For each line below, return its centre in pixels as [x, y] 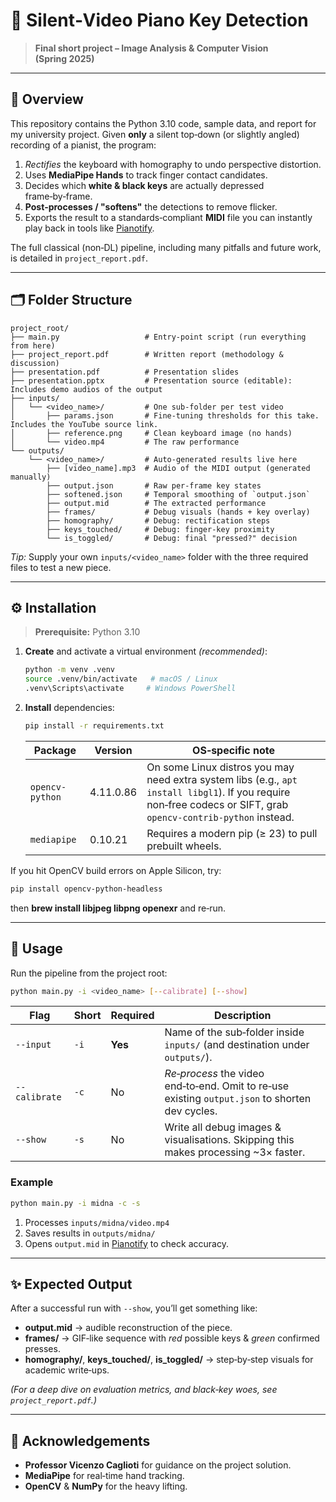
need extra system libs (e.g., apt [222, 779]
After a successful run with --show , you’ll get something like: [134, 1308]
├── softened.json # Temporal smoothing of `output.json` [178, 494]
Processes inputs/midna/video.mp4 [97, 1222]
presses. [42, 1349]
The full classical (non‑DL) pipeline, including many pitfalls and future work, [166, 247]
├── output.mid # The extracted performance [156, 503]
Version [113, 750]
